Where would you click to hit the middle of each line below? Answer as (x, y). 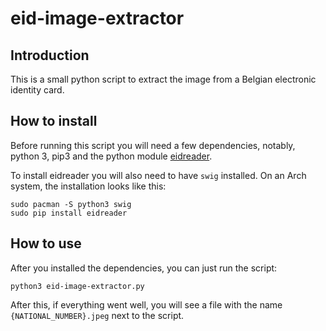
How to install (54, 121)
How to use (46, 243)
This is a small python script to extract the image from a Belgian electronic (163, 79)
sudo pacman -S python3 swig (71, 204)
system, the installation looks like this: (88, 186)
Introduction (50, 55)
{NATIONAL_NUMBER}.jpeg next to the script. (97, 315)
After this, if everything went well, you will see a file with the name (146, 304)
